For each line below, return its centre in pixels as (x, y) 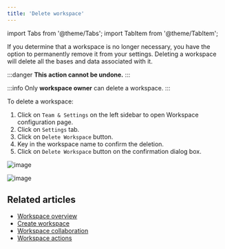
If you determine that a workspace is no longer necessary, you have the (109, 46)
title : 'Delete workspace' (46, 13)
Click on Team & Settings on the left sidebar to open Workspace (108, 114)
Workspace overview (47, 216)
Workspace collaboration (53, 231)
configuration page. (45, 122)
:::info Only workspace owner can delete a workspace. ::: (89, 88)
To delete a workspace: (40, 101)
